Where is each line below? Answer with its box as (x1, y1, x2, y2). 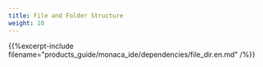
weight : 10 (8, 19, 45, 27)
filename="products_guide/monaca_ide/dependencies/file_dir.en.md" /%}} (8, 49, 256, 59)
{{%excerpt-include (8, 41, 74, 50)
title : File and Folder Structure (8, 11, 124, 20)
